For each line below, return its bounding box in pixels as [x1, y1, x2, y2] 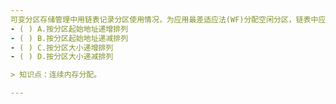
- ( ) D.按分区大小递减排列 [10, 52, 114, 62]
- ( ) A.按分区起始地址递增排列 [10, 24, 129, 34]
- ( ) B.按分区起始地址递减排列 [10, 33, 129, 43]
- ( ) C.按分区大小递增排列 [10, 42, 114, 53]
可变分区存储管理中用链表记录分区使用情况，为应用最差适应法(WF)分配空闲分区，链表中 [10, 14, 319, 25]
